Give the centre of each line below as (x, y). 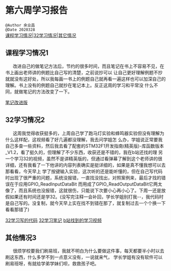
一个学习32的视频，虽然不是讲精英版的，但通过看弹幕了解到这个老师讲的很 (84, 159)
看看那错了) (17, 209)
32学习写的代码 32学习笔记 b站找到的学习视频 (53, 220)
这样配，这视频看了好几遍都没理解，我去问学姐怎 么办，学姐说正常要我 (88, 139)
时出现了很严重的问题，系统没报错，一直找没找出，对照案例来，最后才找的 (83, 177)
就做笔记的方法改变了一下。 (43, 92)
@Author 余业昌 (20, 25)
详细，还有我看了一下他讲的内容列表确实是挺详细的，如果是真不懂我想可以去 (85, 165)
